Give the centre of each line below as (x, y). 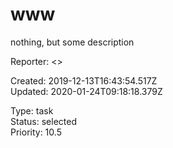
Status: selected (43, 121)
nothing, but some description (72, 42)
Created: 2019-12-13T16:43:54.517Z (84, 80)
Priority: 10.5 (36, 132)
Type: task (32, 110)
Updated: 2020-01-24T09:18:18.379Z (86, 91)
